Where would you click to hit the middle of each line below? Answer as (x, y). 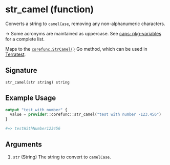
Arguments (24, 145)
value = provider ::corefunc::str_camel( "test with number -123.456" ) (86, 115)
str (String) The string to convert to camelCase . (62, 157)
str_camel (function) (50, 9)
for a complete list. (25, 39)
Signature (21, 70)
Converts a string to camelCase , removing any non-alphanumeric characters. (85, 24)
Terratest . (16, 54)
